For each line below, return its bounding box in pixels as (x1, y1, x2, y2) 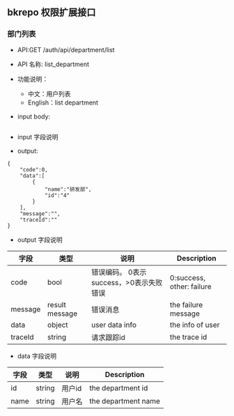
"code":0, (19, 166, 49, 173)
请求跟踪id (91, 332, 125, 342)
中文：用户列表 (27, 89, 71, 98)
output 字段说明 (17, 236, 63, 244)
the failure (169, 300, 203, 309)
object (47, 320, 68, 330)
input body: (17, 112, 51, 121)
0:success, (169, 272, 205, 282)
